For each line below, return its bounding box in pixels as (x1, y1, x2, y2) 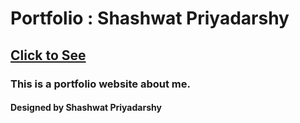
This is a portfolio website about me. (10, 77, 191, 91)
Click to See (10, 47, 87, 64)
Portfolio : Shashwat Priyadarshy (10, 7, 290, 30)
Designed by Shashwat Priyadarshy (10, 102, 162, 114)
